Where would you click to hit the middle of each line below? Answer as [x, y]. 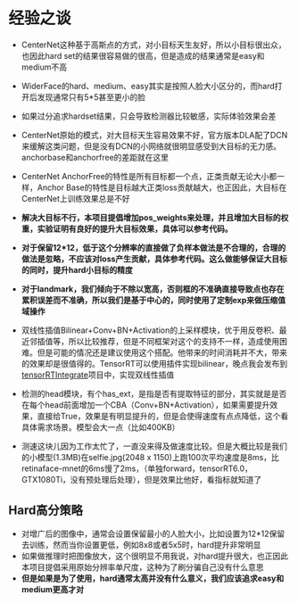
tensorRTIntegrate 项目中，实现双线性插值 [98, 375]
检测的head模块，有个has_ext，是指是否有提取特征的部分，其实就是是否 [154, 393]
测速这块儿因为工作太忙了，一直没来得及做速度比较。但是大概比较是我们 [154, 446]
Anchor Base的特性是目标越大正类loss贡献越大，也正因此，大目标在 [162, 187]
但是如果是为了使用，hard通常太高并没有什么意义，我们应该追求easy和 [153, 578]
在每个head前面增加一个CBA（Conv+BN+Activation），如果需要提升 [145, 405]
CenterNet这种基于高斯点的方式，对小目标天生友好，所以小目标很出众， [153, 45]
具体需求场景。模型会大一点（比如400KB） [100, 427]
